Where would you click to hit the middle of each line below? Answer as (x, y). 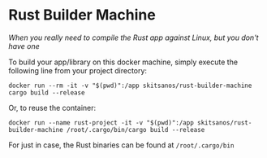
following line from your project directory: (78, 70)
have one (24, 46)
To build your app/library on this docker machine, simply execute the (123, 62)
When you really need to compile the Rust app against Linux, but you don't (133, 37)
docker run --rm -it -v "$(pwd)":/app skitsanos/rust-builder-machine (130, 86)
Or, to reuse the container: (52, 108)
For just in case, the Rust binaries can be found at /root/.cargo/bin (121, 145)
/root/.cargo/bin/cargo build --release (136, 129)
